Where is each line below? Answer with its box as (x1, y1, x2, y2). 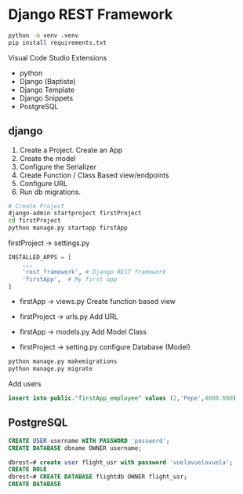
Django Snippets (19, 93, 74, 103)
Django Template (19, 85, 75, 94)
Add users (8, 379, 42, 389)
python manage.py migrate (8, 365, 92, 373)
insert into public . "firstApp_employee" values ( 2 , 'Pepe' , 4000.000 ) (8, 394, 237, 402)
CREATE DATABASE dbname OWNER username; (8, 444, 143, 452)
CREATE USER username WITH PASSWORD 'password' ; (8, 437, 170, 445)
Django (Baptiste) (19, 76, 76, 86)
